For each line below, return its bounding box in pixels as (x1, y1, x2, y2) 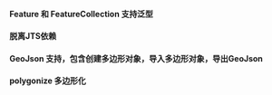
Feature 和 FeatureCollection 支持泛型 (9, 8, 154, 19)
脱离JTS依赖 (9, 31, 57, 42)
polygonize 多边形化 (9, 75, 86, 86)
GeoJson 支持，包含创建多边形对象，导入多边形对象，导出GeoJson (9, 52, 263, 63)
